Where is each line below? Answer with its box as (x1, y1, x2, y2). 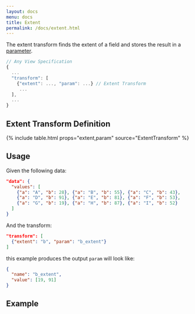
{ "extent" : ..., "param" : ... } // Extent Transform (16, 81, 146, 86)
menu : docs (6, 14, 33, 20)
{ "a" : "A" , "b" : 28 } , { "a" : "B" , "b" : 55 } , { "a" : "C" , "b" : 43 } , (16, 189, 181, 195)
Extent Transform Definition (6, 119, 111, 129)
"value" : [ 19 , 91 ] (11, 277, 57, 283)
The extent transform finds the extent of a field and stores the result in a (6, 41, 181, 48)
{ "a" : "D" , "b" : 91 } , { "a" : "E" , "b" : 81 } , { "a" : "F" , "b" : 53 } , (16, 195, 181, 201)
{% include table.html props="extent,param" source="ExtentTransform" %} (6, 134, 190, 141)
